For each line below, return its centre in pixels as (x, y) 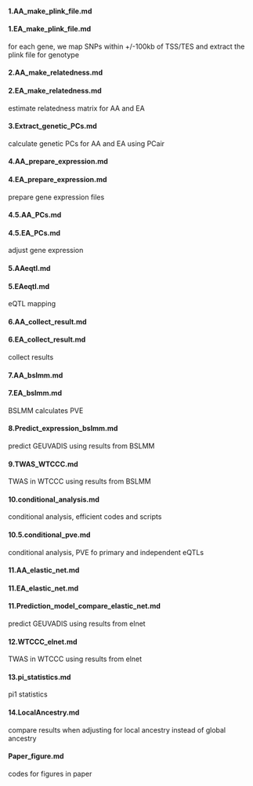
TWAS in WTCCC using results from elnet (75, 659)
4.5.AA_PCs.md (35, 215)
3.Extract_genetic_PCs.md (53, 126)
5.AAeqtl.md (29, 268)
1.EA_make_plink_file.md (50, 29)
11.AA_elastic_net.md (44, 570)
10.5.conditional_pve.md (49, 535)
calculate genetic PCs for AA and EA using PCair (87, 143)
